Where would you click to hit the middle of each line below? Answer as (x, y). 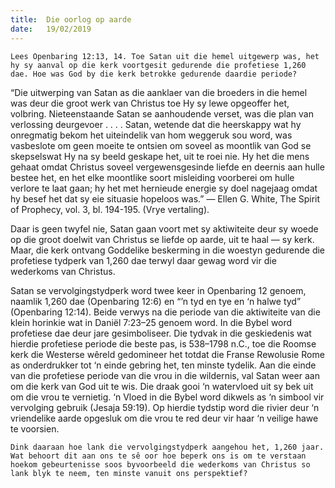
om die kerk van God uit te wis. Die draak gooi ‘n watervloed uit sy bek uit (162, 386)
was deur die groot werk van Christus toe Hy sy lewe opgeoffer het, (150, 103)
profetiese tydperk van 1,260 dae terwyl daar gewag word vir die (143, 260)
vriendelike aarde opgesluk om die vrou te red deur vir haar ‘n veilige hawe (164, 418)
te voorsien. (35, 428)
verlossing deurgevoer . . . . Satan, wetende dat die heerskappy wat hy (156, 124)
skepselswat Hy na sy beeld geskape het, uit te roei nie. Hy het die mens (160, 156)
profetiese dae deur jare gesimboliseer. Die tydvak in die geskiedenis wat (161, 333)
